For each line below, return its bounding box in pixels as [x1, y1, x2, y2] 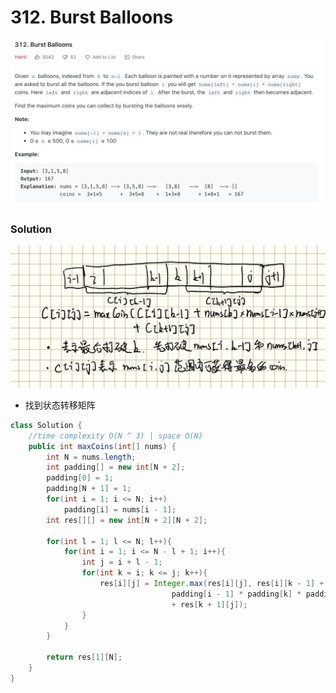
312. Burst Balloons [10, 6, 174, 29]
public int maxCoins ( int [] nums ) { [28, 441, 177, 451]
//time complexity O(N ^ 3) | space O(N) [28, 431, 203, 441]
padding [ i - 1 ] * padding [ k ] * [171, 589, 302, 599]
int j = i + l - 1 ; [81, 557, 163, 568]
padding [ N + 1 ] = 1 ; [46, 484, 132, 494]
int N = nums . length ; [46, 452, 137, 462]
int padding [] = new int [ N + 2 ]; [46, 462, 186, 473]
